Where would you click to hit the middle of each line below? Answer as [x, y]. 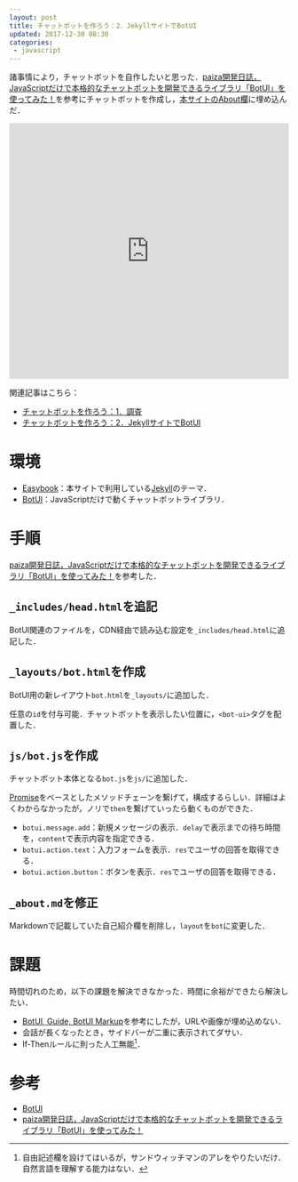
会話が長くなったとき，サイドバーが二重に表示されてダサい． [134, 1033]
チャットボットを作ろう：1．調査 [82, 412]
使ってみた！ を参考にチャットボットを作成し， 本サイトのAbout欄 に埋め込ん [148, 100]
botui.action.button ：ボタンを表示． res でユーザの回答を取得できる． [151, 872]
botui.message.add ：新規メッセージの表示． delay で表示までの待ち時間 [151, 827]
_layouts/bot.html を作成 [78, 672]
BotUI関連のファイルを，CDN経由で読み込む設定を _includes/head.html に [143, 630]
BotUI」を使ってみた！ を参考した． [97, 576]
